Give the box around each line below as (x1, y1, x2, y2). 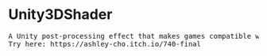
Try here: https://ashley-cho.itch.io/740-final (8, 39, 201, 48)
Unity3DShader (8, 6, 113, 24)
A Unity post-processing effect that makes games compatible (8, 32, 252, 40)
